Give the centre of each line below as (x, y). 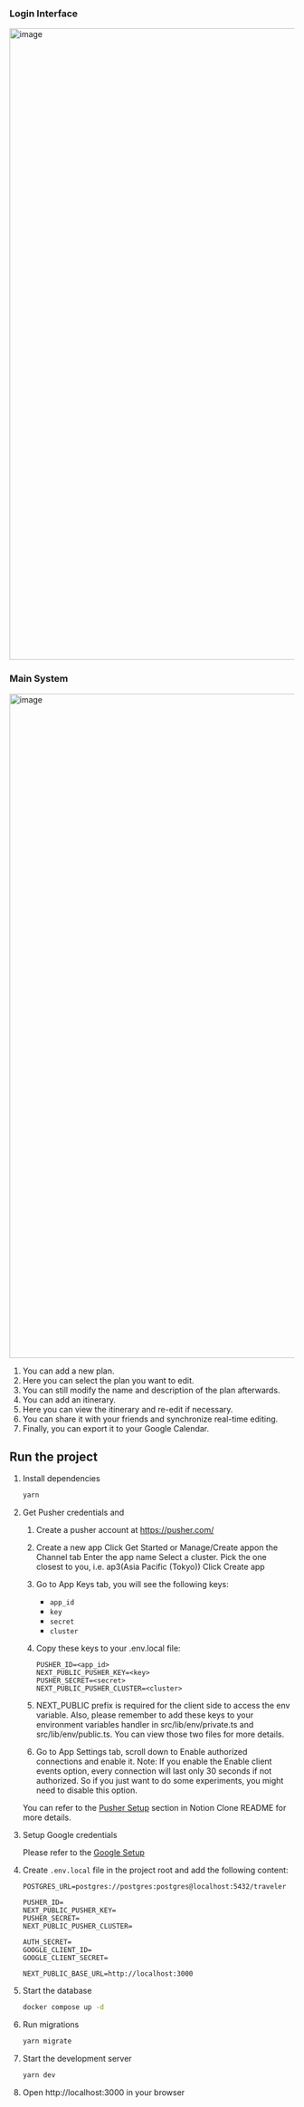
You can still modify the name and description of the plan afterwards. (151, 1390)
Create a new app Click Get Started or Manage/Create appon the (157, 1547)
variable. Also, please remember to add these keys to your (145, 1715)
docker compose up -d (63, 2007)
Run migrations (51, 2025)
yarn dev (39, 2075)
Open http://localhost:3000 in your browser (104, 2092)
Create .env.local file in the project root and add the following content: (155, 1870)
